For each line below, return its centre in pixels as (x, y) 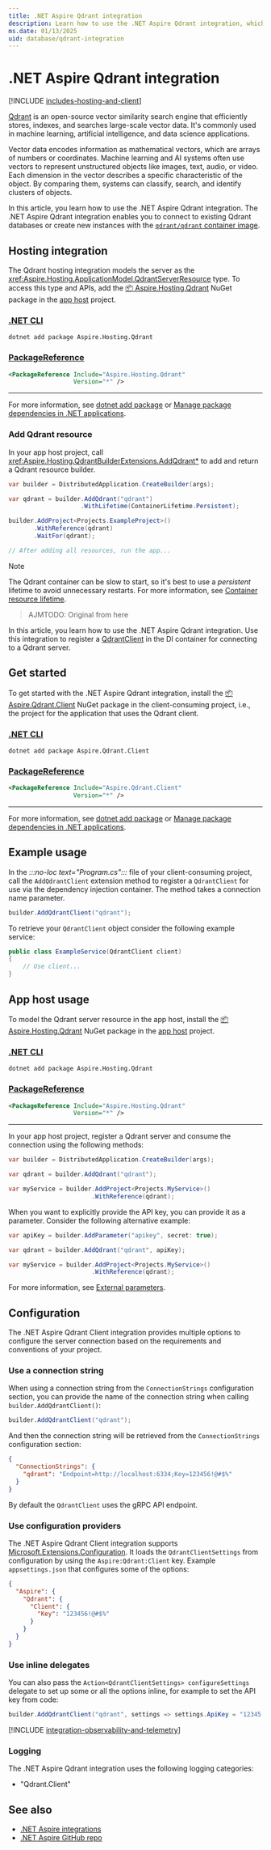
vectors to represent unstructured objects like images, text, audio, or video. (133, 167)
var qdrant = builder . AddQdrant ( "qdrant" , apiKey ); (97, 1250)
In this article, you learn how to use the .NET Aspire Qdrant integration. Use (133, 630)
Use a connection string (56, 1371)
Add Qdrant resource (50, 435)
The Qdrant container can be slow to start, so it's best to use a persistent (130, 581)
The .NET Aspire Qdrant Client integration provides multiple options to (125, 1333)
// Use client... (52, 967)
